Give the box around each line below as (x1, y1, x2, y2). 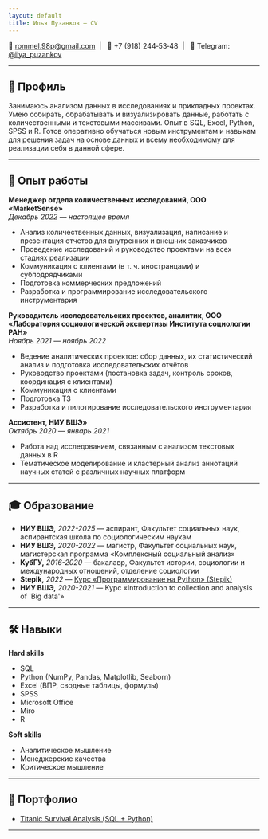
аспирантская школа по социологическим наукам (19, 531, 192, 542)
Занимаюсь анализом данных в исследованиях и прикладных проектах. (8, 101, 256, 111)
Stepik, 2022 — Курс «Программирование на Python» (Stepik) (19, 574, 233, 584)
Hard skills (8, 648, 45, 657)
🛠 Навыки (8, 623, 62, 637)
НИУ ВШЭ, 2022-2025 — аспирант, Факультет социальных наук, (19, 523, 240, 533)
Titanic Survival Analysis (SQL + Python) (19, 814, 154, 823)
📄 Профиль (8, 80, 66, 93)
